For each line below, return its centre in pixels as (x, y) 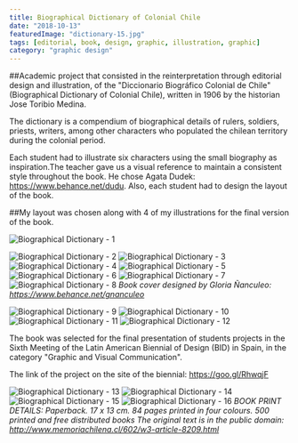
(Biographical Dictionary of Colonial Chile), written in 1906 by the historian (145, 95)
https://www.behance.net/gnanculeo (77, 294)
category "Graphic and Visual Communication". (96, 358)
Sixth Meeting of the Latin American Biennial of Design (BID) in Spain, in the (148, 348)
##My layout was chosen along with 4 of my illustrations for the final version (149, 213)
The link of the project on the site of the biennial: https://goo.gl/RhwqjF (139, 375)
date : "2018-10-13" (45, 26)
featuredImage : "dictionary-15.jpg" (77, 34)
